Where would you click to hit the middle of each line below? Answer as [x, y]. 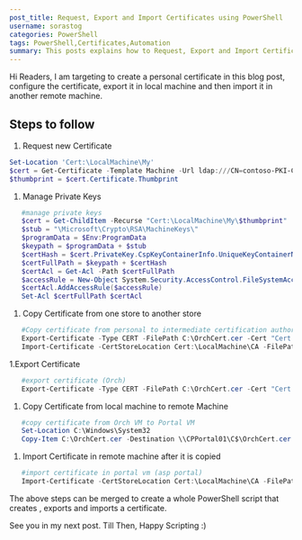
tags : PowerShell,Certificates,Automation [90, 43]
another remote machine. [56, 96]
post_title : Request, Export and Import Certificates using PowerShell [146, 18]
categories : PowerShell [54, 34]
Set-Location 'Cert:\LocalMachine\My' [82, 162]
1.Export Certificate [45, 364]
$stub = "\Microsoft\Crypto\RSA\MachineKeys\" [110, 229]
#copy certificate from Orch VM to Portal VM [108, 423]
